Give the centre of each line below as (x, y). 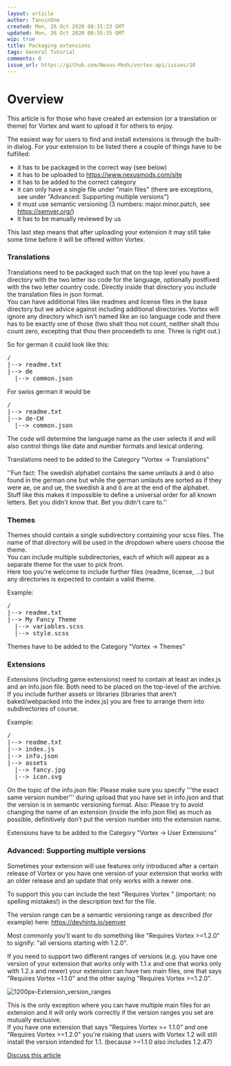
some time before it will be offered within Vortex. (76, 239)
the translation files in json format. (56, 294)
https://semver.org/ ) (46, 211)
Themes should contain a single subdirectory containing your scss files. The (115, 535)
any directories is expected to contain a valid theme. (81, 579)
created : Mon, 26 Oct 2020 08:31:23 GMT (66, 26)
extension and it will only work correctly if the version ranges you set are (110, 1012)
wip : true (21, 39)
